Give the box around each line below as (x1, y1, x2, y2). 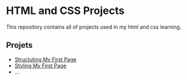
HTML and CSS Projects (6, 4, 125, 18)
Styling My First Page (14, 62, 67, 69)
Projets (6, 40, 33, 50)
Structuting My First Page (14, 55, 77, 62)
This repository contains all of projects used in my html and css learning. (6, 23, 182, 30)
